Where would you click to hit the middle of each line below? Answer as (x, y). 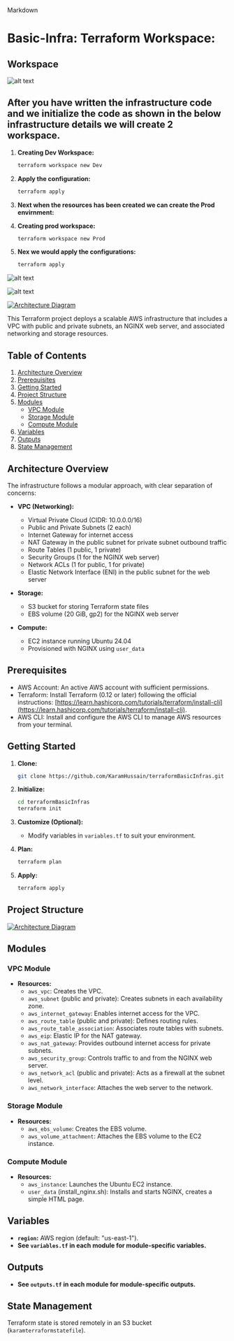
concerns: (22, 493)
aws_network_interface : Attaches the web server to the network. (120, 1088)
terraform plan (39, 862)
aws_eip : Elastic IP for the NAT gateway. (85, 1036)
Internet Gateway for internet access (81, 535)
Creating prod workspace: (56, 226)
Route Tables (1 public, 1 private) (74, 550)
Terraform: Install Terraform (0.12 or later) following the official (107, 694)
